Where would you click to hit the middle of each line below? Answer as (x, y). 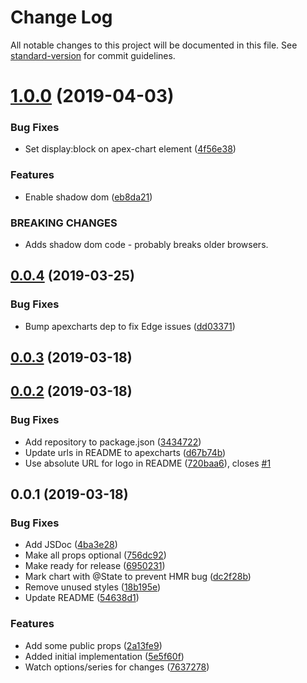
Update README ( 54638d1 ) (82, 598)
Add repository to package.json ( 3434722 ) (113, 442)
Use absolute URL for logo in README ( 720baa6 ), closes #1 (148, 463)
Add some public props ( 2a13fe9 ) (93, 645)
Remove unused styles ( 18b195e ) (93, 587)
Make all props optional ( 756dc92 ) (95, 555)
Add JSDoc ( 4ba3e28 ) (71, 545)
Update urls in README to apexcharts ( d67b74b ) (125, 452)
